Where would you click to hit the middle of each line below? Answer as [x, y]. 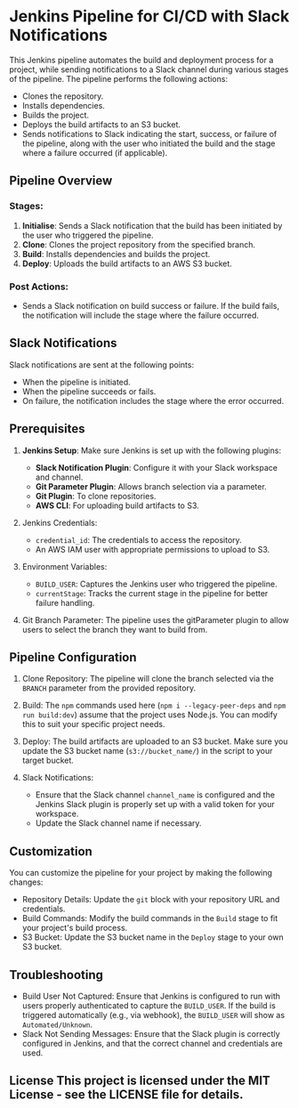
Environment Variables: [64, 566]
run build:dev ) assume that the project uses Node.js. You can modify [150, 715]
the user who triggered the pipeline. [88, 235]
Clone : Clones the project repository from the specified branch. [139, 244]
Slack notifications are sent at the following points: [101, 364]
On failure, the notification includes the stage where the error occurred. [153, 400]
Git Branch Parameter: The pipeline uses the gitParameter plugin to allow [155, 619]
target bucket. [48, 760]
